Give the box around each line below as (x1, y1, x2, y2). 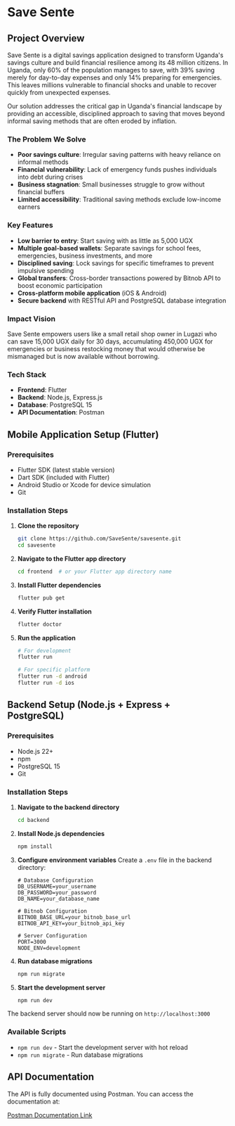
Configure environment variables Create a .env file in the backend (17, 856, 213, 864)
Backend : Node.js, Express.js (17, 393, 103, 402)
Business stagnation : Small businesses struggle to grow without (17, 180, 205, 189)
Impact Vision (7, 314, 56, 324)
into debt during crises (17, 173, 83, 182)
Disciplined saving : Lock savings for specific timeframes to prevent (17, 258, 214, 267)
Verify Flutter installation (17, 607, 93, 616)
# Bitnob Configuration (17, 907, 88, 915)
